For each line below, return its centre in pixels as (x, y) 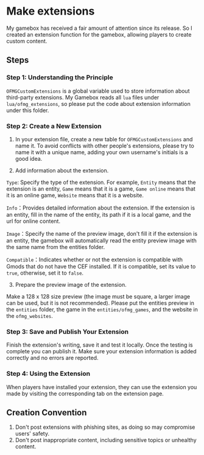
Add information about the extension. (62, 170)
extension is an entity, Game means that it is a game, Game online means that (101, 189)
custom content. (27, 41)
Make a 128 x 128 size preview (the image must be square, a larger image (98, 296)
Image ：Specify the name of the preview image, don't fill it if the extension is (102, 233)
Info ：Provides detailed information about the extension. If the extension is (101, 208)
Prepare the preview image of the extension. (71, 284)
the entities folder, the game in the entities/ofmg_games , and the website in (102, 309)
